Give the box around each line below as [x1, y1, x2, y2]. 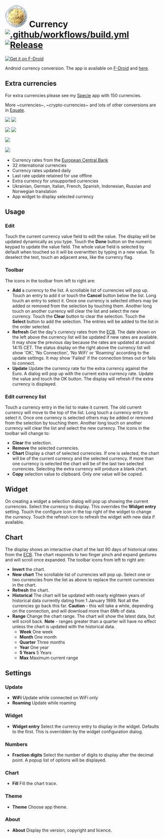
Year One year [19, 644, 49, 650]
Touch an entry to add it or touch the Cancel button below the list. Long [12, 292, 157, 298]
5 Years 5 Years [19, 649, 52, 655]
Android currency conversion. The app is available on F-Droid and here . [5, 65, 149, 71]
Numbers [5, 740, 28, 747]
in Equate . [5, 107, 25, 113]
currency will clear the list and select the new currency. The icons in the [5, 425, 150, 431]
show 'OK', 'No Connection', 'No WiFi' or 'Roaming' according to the [12, 349, 149, 355]
